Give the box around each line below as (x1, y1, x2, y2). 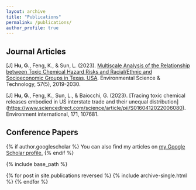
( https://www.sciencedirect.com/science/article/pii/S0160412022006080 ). (6, 105, 186, 112)
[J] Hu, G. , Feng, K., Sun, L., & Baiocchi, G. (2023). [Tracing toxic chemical (6, 92, 185, 99)
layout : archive (6, 8, 46, 15)
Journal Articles (6, 46, 66, 56)
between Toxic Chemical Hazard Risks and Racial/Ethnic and (6, 68, 152, 75)
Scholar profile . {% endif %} (6, 149, 74, 156)
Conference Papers (6, 127, 78, 137)
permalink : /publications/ (6, 19, 72, 25)
